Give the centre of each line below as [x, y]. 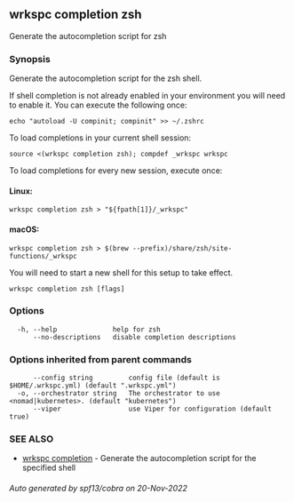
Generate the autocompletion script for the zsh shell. [106, 78]
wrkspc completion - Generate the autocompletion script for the [139, 458]
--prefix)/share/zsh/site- [182, 248]
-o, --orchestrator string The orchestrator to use [119, 394]
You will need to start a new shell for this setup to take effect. [121, 272]
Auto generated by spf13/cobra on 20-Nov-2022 [99, 488]
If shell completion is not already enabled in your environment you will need [147, 96]
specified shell [49, 468]
